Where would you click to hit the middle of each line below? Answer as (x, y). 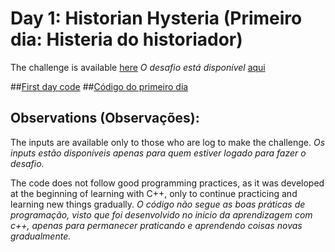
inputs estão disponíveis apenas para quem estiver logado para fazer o (158, 153)
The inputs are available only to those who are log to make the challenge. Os (168, 142)
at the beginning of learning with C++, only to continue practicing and (154, 193)
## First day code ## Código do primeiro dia (99, 86)
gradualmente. (41, 236)
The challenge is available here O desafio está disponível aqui (138, 67)
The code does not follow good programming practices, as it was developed (167, 183)
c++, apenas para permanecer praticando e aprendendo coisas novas (156, 225)
